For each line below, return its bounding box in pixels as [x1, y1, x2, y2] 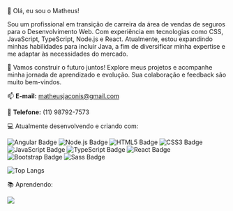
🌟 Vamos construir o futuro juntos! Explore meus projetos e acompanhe [7, 63, 213, 71]
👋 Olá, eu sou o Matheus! [7, 7, 80, 15]
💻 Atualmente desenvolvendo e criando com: [7, 122, 139, 130]
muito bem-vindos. [7, 78, 62, 86]
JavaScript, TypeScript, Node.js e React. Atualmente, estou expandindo [7, 35, 213, 43]
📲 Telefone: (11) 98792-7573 [7, 108, 89, 116]
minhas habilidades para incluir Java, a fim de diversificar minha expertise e [7, 42, 225, 50]
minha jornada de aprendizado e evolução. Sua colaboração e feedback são [7, 70, 227, 79]
